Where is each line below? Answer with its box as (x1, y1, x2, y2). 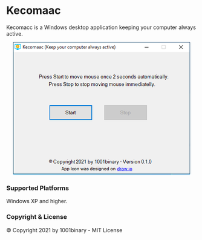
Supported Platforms (6, 184, 70, 192)
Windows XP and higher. (6, 198, 68, 205)
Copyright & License (6, 213, 68, 221)
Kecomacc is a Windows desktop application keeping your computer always (6, 24, 197, 31)
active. (6, 30, 23, 37)
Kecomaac (6, 4, 61, 18)
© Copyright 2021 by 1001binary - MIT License (6, 226, 123, 233)
